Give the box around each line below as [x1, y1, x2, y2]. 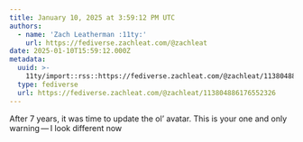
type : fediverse [17, 80, 78, 89]
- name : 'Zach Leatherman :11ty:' [17, 30, 147, 39]
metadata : [9, 55, 47, 64]
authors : [9, 22, 42, 31]
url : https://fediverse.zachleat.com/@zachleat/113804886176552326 [17, 88, 277, 97]
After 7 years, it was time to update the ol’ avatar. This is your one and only [9, 113, 288, 124]
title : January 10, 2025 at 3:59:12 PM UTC [9, 13, 176, 22]
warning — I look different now [9, 122, 123, 133]
